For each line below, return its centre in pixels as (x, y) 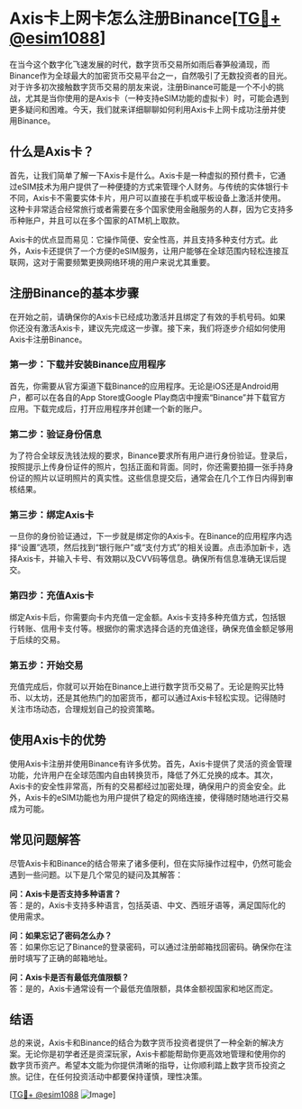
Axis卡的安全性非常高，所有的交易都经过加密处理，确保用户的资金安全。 (144, 786)
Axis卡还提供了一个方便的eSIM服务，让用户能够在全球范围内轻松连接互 (157, 251)
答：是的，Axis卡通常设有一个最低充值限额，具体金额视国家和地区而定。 (144, 988)
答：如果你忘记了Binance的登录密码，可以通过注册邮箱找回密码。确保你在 (147, 947)
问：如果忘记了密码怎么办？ (61, 935)
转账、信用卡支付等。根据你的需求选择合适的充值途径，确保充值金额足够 (151, 628)
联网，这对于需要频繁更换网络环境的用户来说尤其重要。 (112, 261)
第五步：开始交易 (46, 665)
